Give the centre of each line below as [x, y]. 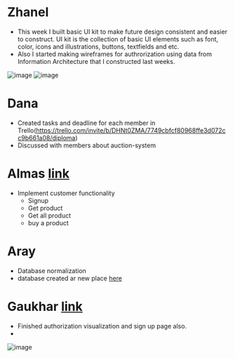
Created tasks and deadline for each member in [86, 123]
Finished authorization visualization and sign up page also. [102, 326]
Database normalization [52, 270]
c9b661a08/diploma [46, 138]
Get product [45, 208]
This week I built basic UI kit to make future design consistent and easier [122, 32]
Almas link [39, 174]
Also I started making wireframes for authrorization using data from [115, 54]
